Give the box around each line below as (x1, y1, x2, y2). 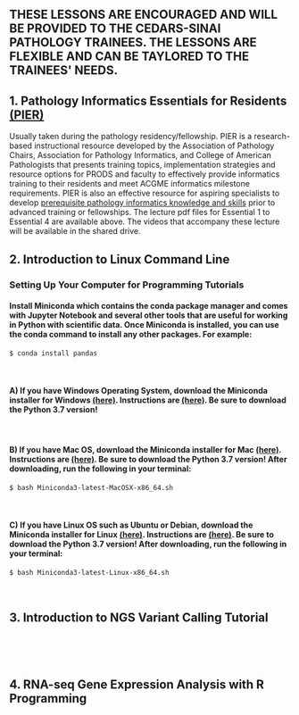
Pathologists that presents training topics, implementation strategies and (9, 160, 276, 170)
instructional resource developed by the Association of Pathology (34, 140, 275, 151)
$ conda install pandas (9, 348, 98, 358)
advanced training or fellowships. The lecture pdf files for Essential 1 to (9, 207, 270, 218)
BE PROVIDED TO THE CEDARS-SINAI (9, 21, 221, 37)
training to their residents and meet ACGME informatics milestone (9, 179, 250, 189)
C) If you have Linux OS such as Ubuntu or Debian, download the (9, 520, 253, 530)
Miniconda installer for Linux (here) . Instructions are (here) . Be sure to (9, 529, 275, 540)
